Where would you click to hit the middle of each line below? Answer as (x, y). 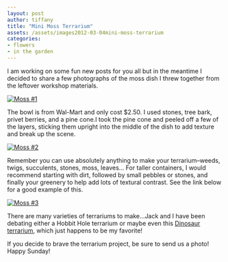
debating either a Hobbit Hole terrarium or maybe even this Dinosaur (104, 223)
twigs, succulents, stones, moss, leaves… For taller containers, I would (107, 168)
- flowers (21, 45)
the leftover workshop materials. (53, 86)
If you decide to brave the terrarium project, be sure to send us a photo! (108, 244)
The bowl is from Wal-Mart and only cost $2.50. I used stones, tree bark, (110, 112)
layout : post (26, 13)
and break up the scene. (41, 133)
